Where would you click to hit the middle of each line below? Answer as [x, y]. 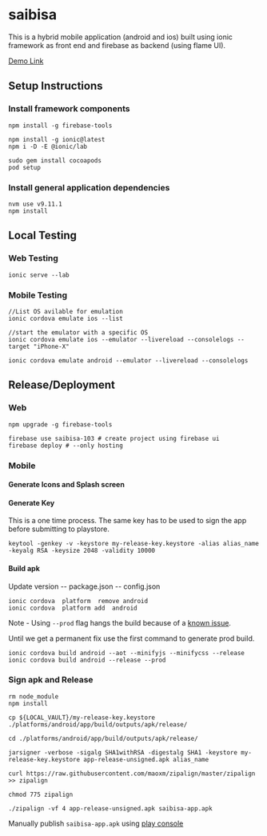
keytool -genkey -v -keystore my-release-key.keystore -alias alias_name [134, 544]
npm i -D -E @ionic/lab [48, 146]
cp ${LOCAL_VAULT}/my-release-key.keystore [82, 718]
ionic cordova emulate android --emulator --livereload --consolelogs [128, 360]
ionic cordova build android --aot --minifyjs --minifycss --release [127, 653]
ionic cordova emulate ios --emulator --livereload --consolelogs [121, 339]
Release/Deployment [62, 385]
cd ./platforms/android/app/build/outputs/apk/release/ [103, 738]
